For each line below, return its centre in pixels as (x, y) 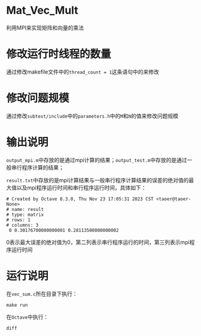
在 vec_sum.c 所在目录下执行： (42, 294)
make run (17, 305)
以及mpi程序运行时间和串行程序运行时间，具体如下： (81, 187)
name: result (28, 209)
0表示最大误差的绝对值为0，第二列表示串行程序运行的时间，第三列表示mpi (98, 242)
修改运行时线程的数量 (59, 54)
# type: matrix (25, 215)
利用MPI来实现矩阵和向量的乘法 (45, 28)
